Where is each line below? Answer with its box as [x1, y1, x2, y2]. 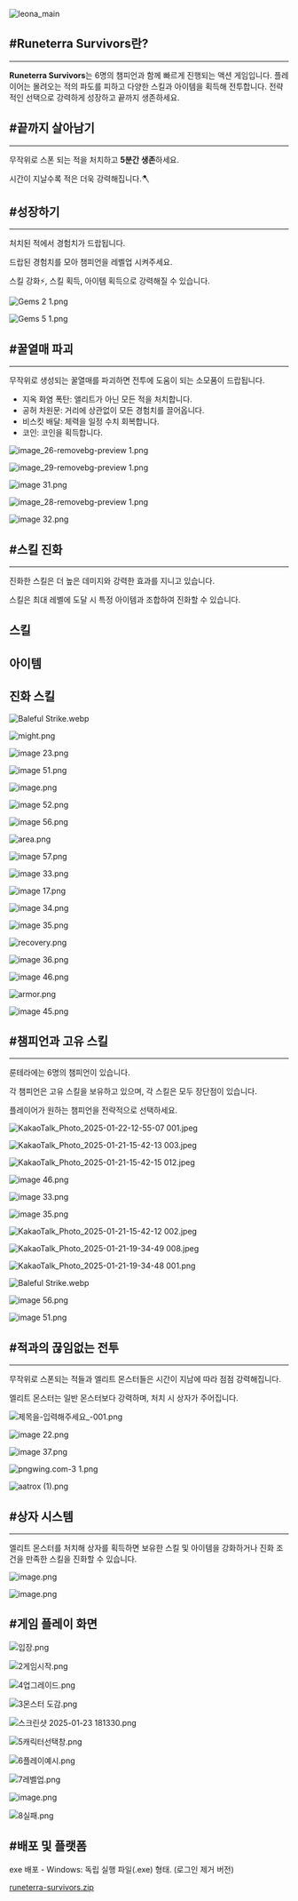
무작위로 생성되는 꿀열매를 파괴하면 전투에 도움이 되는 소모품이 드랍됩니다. [9, 375, 265, 386]
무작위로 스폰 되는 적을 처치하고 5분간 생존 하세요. [9, 154, 180, 164]
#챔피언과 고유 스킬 [9, 1034, 109, 1049]
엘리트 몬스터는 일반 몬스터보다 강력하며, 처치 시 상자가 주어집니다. [9, 1393, 239, 1403]
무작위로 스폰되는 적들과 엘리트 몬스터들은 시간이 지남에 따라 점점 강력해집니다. [9, 1374, 282, 1385]
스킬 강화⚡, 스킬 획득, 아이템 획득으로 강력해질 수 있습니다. [9, 276, 210, 286]
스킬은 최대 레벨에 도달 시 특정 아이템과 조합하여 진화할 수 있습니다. [9, 595, 241, 605]
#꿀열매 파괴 [9, 341, 74, 356]
